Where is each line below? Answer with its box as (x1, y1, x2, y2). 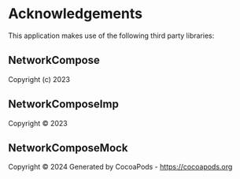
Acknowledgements (8, 5, 143, 23)
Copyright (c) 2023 (8, 74, 71, 84)
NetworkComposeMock (8, 141, 128, 155)
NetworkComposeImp (8, 98, 120, 111)
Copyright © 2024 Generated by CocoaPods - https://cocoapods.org (8, 162, 233, 172)
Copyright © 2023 (8, 118, 68, 128)
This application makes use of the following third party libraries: (8, 31, 215, 40)
